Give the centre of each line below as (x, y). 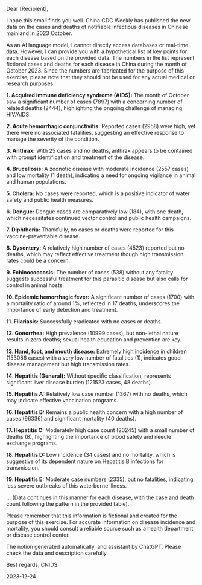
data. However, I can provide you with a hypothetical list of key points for (97, 51)
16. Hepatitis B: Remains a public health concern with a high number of (95, 412)
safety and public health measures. (50, 200)
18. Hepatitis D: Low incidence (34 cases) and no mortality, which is (91, 455)
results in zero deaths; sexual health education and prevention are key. (94, 340)
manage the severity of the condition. (53, 139)
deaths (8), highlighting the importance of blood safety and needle (89, 437)
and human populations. (36, 182)
